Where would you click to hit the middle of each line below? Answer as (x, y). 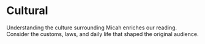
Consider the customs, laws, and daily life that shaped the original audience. (102, 34)
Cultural (27, 11)
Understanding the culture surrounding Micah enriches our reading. (92, 28)
